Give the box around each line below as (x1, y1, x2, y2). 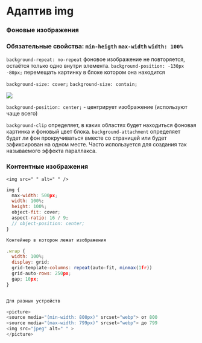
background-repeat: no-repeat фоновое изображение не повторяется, (6, 56, 185, 63)
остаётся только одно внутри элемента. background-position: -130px (6, 62, 185, 70)
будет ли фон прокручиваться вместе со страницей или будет (6, 134, 167, 142)
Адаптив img (6, 4, 74, 18)
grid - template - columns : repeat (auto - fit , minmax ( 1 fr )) (11, 265, 153, 271)
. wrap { (6, 248, 26, 254)
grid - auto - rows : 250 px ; (11, 270, 71, 276)
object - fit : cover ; (11, 209, 61, 215)
